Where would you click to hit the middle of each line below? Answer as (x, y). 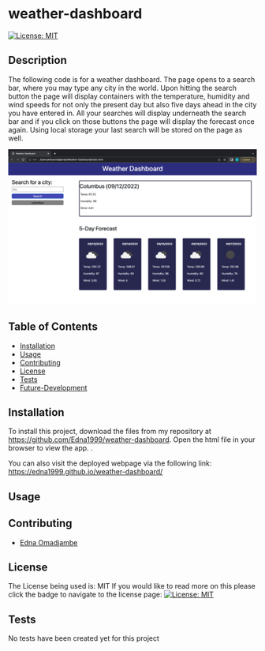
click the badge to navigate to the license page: (85, 595)
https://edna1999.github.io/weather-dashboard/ (86, 472)
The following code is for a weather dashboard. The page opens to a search (132, 79)
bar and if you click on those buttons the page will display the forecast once (131, 121)
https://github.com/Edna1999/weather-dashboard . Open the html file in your (132, 440)
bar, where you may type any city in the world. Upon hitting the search (123, 88)
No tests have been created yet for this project (84, 638)
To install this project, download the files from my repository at (110, 432)
